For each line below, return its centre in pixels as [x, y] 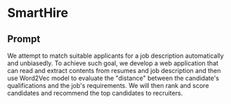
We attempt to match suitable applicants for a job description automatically [115, 56]
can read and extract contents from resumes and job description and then [114, 71]
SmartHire [38, 13]
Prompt [24, 39]
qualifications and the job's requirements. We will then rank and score [108, 85]
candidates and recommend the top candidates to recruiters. [95, 93]
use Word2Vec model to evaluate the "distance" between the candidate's [113, 78]
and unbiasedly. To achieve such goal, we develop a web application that [113, 63]
